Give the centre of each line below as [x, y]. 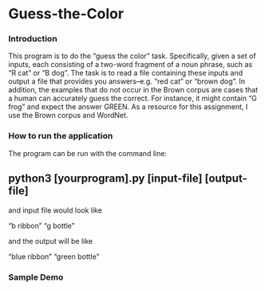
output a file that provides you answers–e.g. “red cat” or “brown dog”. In [127, 81]
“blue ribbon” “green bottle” [54, 257]
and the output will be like [51, 241]
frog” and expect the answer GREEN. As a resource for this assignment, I [128, 107]
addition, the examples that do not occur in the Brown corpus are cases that [133, 90]
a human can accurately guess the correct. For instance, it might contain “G [132, 98]
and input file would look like [55, 210]
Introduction [33, 39]
